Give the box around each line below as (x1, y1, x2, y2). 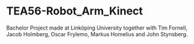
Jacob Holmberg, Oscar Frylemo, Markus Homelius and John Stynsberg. (6, 30, 188, 37)
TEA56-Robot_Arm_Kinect (6, 4, 144, 18)
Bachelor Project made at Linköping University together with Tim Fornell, (6, 24, 188, 31)
